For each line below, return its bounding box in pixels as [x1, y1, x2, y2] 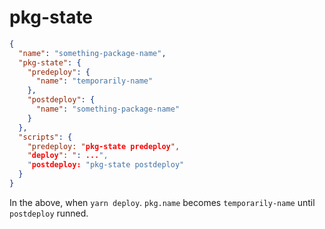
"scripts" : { [18, 132, 73, 142]
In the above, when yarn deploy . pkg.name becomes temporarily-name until [9, 196, 316, 208]
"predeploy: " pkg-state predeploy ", [27, 141, 181, 151]
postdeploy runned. [9, 207, 89, 219]
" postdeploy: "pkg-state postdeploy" [27, 160, 185, 170]
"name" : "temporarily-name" [35, 76, 154, 86]
